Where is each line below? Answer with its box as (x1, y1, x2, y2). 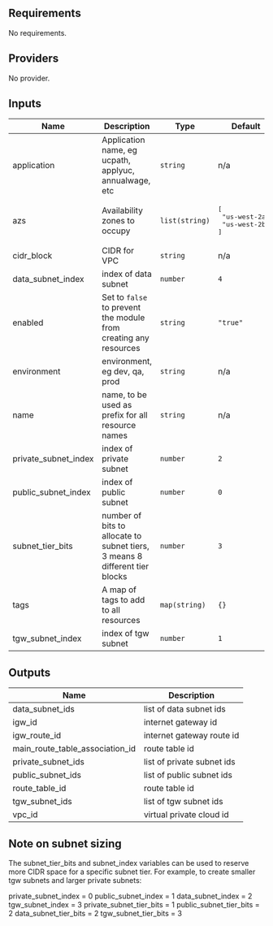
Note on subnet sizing (8, 837, 122, 850)
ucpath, (101, 154, 132, 166)
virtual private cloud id (143, 809, 229, 820)
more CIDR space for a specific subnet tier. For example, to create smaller (8, 867, 256, 876)
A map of (101, 584, 136, 595)
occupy (101, 225, 131, 236)
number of (101, 510, 142, 521)
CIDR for (101, 245, 135, 257)
